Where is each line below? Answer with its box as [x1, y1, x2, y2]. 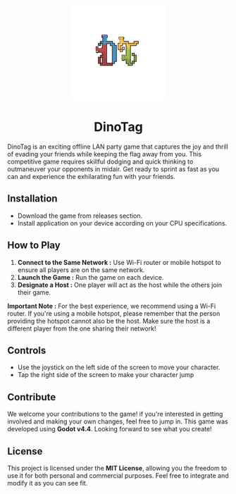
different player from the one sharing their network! [7, 324, 156, 333]
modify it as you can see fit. [7, 479, 88, 487]
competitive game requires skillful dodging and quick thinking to [7, 157, 194, 166]
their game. [17, 288, 51, 297]
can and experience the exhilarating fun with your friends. [7, 172, 175, 180]
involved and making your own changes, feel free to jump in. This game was [7, 417, 228, 426]
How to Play [7, 240, 61, 252]
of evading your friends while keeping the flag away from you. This [7, 149, 202, 158]
